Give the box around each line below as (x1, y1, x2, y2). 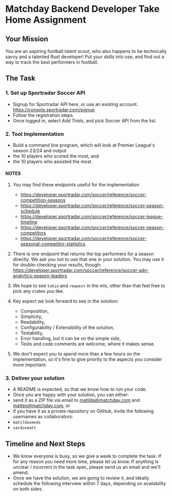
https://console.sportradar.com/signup (12, 107, 95, 113)
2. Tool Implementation (5, 130, 64, 137)
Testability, (20, 330, 44, 336)
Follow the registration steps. (12, 112, 74, 118)
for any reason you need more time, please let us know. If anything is (12, 458, 159, 465)
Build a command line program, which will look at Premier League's (12, 142, 155, 148)
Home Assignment (5, 14, 86, 26)
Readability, (20, 319, 45, 325)
